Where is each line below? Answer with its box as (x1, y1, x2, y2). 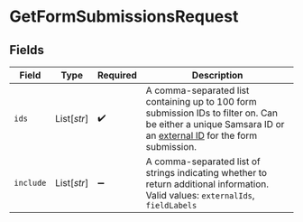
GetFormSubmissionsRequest (9, 6, 239, 27)
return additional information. (145, 178, 269, 190)
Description (191, 69, 243, 81)
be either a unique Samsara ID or (145, 118, 285, 130)
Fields (9, 42, 45, 58)
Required (97, 69, 138, 81)
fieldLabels (145, 200, 197, 210)
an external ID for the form (145, 129, 258, 142)
